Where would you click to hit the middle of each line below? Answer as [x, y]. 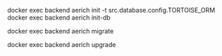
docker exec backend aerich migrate [61, 31]
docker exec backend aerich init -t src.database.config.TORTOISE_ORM [111, 10]
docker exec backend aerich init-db [59, 17]
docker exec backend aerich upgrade [62, 44]
